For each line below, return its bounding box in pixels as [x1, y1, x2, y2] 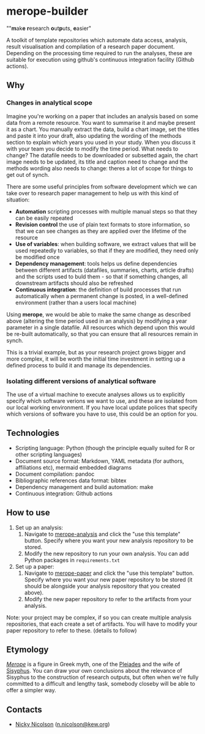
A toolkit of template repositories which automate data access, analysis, [6, 36, 188, 43]
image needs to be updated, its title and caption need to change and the [6, 158, 188, 165]
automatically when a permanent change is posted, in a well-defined [15, 292, 188, 299]
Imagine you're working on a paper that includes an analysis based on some [6, 112, 199, 120]
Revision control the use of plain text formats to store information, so [15, 220, 190, 228]
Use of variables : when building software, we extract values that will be [15, 240, 196, 247]
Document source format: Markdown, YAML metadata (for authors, [15, 457, 185, 465]
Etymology [6, 644, 49, 654]
